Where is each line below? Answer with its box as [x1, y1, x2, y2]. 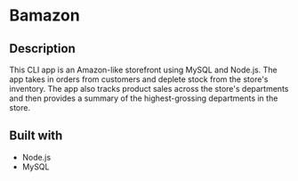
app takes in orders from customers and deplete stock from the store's [9, 74, 269, 85]
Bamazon [9, 5, 80, 26]
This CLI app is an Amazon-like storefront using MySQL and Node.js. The [9, 64, 278, 75]
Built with [9, 128, 63, 144]
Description [9, 41, 76, 56]
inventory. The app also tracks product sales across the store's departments [9, 84, 289, 94]
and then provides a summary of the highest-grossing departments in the [9, 93, 278, 103]
